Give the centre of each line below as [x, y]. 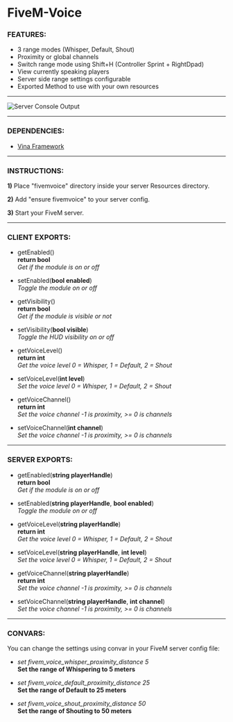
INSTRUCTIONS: [36, 170]
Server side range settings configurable [74, 79]
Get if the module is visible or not [64, 316]
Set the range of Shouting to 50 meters [74, 711]
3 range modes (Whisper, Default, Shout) [76, 49]
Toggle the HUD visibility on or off [66, 337]
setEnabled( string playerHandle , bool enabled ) [86, 503]
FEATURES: [27, 35]
